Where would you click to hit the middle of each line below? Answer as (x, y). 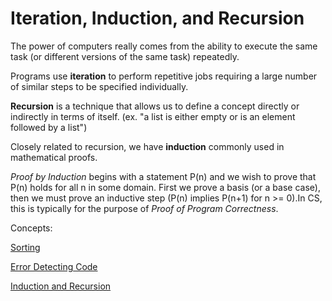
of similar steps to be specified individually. (99, 86)
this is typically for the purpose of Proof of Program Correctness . (144, 208)
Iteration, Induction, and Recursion (157, 18)
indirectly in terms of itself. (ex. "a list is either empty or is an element (153, 116)
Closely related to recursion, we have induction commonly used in (147, 146)
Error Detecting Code (54, 266)
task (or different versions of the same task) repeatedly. (125, 56)
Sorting (25, 247)
